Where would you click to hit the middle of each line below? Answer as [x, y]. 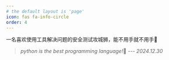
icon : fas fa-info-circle [37, 17]
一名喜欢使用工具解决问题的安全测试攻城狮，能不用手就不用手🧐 [82, 40]
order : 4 [17, 22]
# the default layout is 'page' [45, 11]
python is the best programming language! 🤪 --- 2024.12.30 [91, 51]
